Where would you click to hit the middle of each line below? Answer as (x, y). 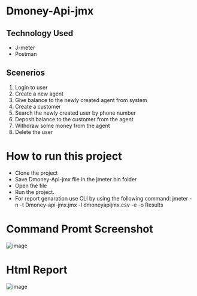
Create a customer (38, 106)
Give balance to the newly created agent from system (81, 100)
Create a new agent (39, 94)
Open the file (31, 186)
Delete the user (34, 132)
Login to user (31, 87)
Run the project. (35, 192)
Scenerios (26, 73)
